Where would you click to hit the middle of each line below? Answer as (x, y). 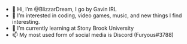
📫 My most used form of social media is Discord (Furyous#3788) (93, 35)
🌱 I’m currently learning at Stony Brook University (73, 28)
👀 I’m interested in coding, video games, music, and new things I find (97, 15)
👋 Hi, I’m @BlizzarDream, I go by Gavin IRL (64, 9)
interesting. (26, 22)
